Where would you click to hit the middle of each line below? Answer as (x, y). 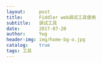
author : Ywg (27, 34)
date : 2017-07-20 (36, 28)
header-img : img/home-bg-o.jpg (46, 40)
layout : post (28, 12)
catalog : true (28, 46)
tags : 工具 (19, 51)
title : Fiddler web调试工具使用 (51, 17)
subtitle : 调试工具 (32, 23)
